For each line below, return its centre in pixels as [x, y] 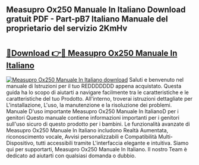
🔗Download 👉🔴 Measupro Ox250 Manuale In [92, 53]
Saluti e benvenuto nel [157, 80]
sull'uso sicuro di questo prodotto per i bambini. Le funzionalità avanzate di [98, 124]
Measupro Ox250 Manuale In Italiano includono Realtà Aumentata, [87, 130]
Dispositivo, [20, 143]
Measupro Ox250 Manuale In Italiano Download [96, 10]
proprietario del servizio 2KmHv [67, 28]
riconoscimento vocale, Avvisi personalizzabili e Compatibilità [82, 137]
